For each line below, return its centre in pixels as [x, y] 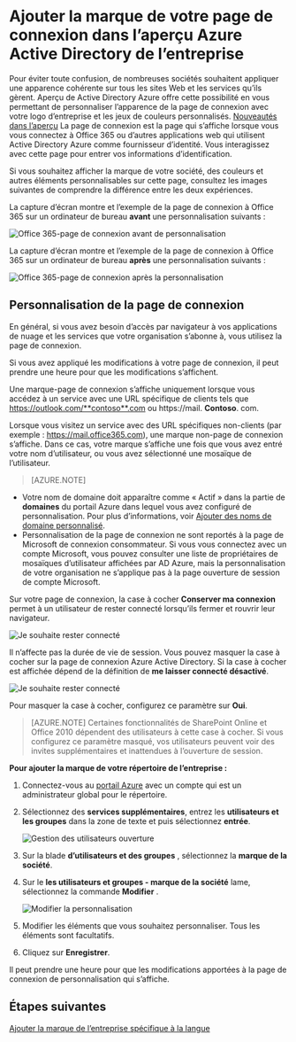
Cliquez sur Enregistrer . [66, 952]
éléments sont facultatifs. [68, 935]
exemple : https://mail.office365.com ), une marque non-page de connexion [146, 434]
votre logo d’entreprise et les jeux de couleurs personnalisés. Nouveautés [143, 116]
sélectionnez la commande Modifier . [90, 891]
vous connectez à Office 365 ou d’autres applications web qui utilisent [137, 135]
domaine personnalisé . [64, 525]
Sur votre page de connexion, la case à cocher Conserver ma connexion [143, 599]
